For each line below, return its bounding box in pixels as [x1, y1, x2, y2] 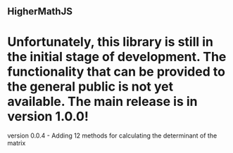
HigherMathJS [7, 6, 73, 18]
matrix [7, 139, 26, 147]
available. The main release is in [7, 93, 199, 109]
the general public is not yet [7, 79, 174, 94]
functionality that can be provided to [7, 63, 225, 79]
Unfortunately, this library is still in [7, 34, 213, 50]
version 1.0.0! [7, 108, 89, 124]
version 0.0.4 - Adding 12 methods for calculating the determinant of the [7, 131, 218, 140]
